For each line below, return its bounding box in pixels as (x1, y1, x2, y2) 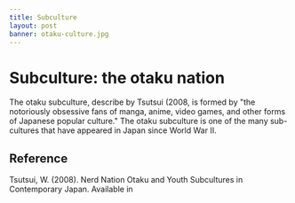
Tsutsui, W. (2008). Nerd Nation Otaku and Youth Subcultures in (9, 175, 243, 185)
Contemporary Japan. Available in (9, 183, 133, 195)
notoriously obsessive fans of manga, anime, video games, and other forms (9, 106, 286, 117)
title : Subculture (9, 12, 77, 22)
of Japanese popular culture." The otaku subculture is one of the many (9, 116, 268, 127)
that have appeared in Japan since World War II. (41, 125, 217, 136)
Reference (9, 151, 68, 166)
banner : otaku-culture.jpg (9, 29, 109, 38)
